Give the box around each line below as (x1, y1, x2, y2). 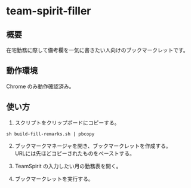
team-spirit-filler (6, 4, 91, 18)
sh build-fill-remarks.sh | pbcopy (6, 131, 95, 137)
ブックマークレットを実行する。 (14, 175, 94, 182)
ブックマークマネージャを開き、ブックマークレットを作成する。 (14, 142, 171, 149)
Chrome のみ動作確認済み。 (6, 83, 75, 90)
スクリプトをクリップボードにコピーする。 (14, 119, 120, 126)
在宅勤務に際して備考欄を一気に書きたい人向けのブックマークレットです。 (6, 47, 189, 53)
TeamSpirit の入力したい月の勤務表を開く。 (14, 162, 122, 169)
